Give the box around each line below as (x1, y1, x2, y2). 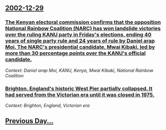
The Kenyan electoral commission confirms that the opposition (5, 19, 161, 26)
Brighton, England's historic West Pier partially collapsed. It (5, 85, 153, 92)
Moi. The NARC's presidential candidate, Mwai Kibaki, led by (5, 44, 156, 51)
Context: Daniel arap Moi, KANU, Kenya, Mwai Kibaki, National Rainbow (5, 67, 154, 73)
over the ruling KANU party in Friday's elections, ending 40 (5, 31, 152, 38)
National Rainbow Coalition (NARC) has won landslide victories (5, 25, 161, 32)
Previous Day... (5, 117, 54, 126)
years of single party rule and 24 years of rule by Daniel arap (5, 37, 155, 44)
